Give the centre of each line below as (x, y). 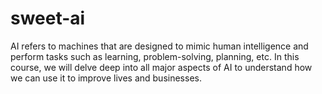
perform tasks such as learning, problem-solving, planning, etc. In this (155, 56)
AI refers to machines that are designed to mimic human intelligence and (159, 46)
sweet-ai (48, 18)
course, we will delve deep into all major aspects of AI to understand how (161, 67)
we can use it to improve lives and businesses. (106, 78)
